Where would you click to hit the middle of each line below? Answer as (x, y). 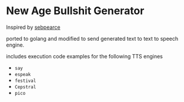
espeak (23, 74)
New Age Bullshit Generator (75, 11)
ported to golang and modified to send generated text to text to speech (92, 38)
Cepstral (25, 87)
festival (25, 81)
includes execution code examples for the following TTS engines (85, 56)
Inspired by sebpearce (33, 27)
